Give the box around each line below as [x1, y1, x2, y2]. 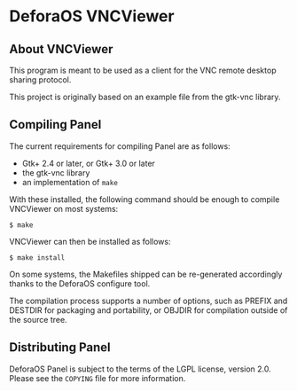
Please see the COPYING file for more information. [9, 372, 186, 383]
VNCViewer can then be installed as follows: [9, 236, 171, 246]
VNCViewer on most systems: [9, 203, 119, 214]
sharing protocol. [9, 74, 72, 85]
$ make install [9, 253, 66, 262]
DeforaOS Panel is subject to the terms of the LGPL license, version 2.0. [9, 364, 272, 374]
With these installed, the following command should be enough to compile [9, 193, 280, 205]
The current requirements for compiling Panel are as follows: [9, 140, 231, 152]
